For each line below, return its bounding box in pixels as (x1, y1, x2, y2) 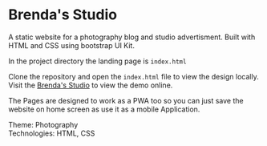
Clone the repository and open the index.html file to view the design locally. (8, 71, 259, 81)
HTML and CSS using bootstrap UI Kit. (8, 40, 135, 50)
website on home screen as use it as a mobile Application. (8, 104, 200, 114)
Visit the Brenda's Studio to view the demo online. (8, 80, 173, 90)
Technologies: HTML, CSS (8, 128, 95, 138)
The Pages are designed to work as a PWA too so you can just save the (8, 95, 244, 105)
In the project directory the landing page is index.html (8, 56, 187, 66)
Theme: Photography (8, 120, 79, 129)
